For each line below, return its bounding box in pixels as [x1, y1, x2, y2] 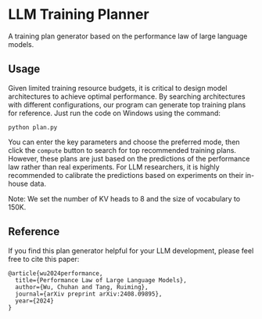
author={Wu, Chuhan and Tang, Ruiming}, [15, 283, 149, 291]
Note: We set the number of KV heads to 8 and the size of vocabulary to [8, 194, 241, 203]
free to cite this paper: [8, 254, 80, 263]
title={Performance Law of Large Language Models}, [15, 276, 188, 284]
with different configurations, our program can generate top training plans [8, 100, 246, 109]
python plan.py [8, 123, 58, 131]
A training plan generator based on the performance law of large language [8, 31, 248, 41]
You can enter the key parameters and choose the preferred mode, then [8, 137, 240, 147]
